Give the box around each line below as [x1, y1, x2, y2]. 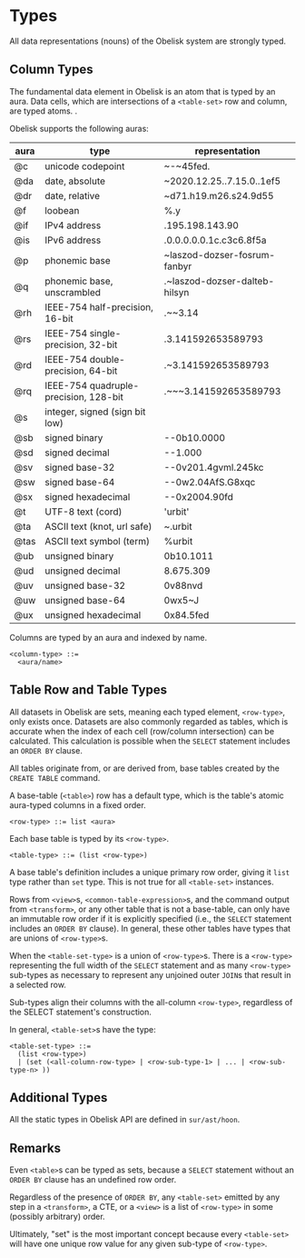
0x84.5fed [163, 608, 210, 621]
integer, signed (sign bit [44, 405, 146, 418]
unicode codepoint [44, 160, 125, 173]
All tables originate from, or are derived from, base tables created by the [9, 763, 280, 774]
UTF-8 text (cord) [44, 505, 123, 518]
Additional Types [9, 1090, 108, 1105]
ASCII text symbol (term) [44, 534, 150, 547]
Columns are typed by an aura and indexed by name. [9, 632, 207, 643]
